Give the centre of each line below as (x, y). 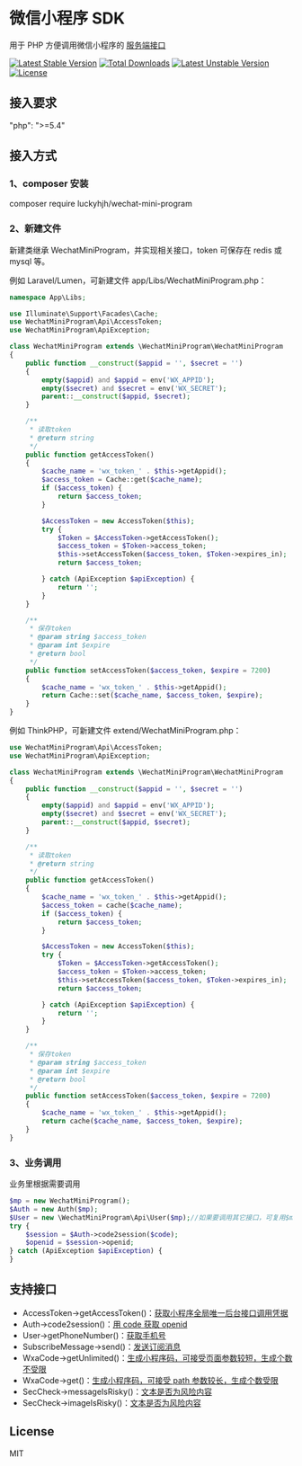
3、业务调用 (36, 1162)
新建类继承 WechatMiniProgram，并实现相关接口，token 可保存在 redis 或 (146, 250)
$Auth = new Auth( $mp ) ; (54, 1209)
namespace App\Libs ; (48, 298)
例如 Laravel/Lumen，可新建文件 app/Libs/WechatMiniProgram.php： (138, 280)
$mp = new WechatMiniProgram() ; (70, 1201)
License (32, 1431)
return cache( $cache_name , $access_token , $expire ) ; (142, 1121)
